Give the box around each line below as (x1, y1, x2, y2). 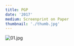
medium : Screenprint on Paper (5, 16, 69, 21)
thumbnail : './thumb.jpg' (5, 21, 60, 26)
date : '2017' (5, 12, 33, 17)
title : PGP (5, 7, 28, 12)
